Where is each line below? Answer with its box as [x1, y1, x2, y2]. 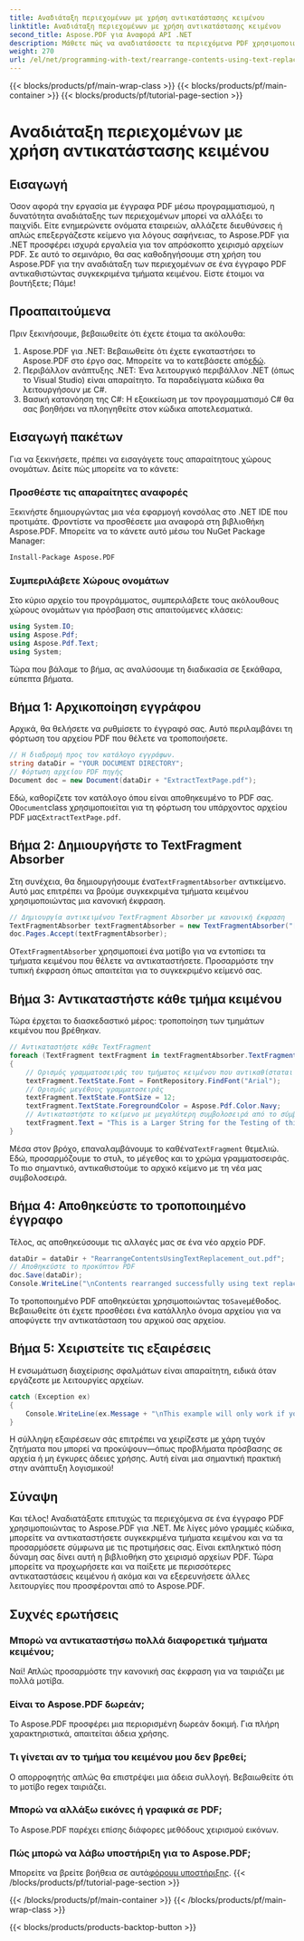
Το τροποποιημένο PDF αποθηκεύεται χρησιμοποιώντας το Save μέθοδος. [9, 1296, 282, 1307]
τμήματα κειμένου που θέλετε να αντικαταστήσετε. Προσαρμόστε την [9, 956, 274, 966]
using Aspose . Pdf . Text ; [9, 639, 100, 648]
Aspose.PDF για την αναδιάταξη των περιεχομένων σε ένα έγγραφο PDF [9, 259, 287, 269]
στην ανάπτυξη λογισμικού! [9, 1463, 115, 1474]
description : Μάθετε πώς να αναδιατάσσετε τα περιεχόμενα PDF [9, 38, 249, 48]
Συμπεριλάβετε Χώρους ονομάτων [9, 574, 170, 587]
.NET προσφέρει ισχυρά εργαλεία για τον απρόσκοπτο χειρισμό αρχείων [9, 239, 284, 250]
